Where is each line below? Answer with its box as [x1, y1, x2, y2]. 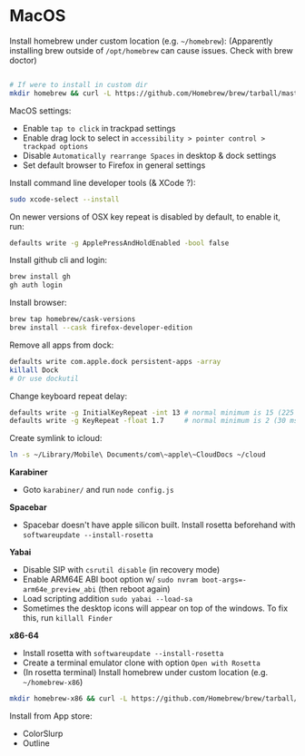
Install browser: [9, 297, 67, 309]
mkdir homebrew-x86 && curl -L [9, 694, 128, 703]
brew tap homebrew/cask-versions [9, 315, 136, 324]
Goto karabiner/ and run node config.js [22, 485, 174, 496]
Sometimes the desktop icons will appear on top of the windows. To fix [22, 603, 289, 614]
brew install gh [9, 272, 71, 281]
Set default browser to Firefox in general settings [22, 160, 206, 171]
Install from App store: [9, 711, 93, 722]
